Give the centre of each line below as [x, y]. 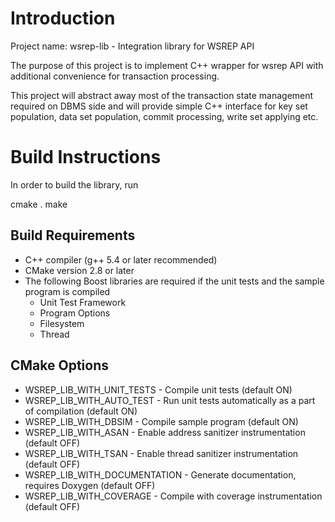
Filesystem [62, 323]
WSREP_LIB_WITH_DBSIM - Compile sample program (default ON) [161, 421]
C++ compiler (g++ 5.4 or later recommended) [121, 259]
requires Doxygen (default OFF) [90, 485]
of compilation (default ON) [81, 411]
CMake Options [59, 365]
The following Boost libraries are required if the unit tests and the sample [174, 281]
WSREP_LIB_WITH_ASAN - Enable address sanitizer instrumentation [165, 432]
